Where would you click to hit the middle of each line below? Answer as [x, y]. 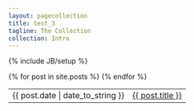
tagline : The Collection [50, 31]
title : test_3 [32, 23]
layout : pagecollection [48, 16]
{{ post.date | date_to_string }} [69, 96]
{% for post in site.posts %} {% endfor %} [78, 76]
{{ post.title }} [157, 96]
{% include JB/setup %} [48, 61]
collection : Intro [39, 38]
